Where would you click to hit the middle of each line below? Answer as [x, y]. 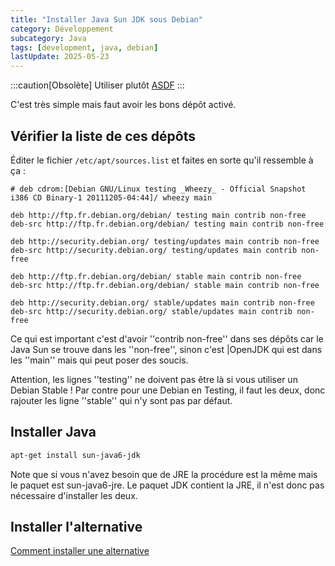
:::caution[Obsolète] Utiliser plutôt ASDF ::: [97, 85]
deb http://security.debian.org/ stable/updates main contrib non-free [162, 302]
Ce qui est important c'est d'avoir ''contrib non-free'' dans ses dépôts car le [167, 338]
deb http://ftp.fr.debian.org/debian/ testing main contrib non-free [158, 215]
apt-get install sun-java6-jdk [75, 455]
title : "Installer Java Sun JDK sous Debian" [106, 19]
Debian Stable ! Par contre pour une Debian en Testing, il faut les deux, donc [168, 390]
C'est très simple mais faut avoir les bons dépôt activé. [123, 105]
